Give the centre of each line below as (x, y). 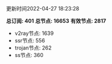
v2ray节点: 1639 (34, 33)
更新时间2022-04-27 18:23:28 (43, 8)
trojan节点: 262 (33, 48)
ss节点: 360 (29, 55)
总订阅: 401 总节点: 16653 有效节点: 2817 (56, 21)
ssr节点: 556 (30, 40)
